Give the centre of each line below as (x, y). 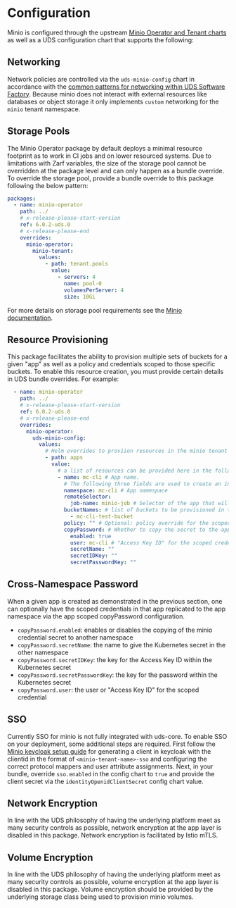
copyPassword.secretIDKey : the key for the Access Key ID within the (115, 659)
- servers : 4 (77, 277)
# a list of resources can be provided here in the (135, 471)
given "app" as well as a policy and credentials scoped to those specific (111, 364)
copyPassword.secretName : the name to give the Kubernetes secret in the (122, 645)
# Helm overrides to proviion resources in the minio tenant (136, 451)
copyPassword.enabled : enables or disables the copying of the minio (115, 630)
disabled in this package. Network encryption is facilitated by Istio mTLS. (113, 835)
